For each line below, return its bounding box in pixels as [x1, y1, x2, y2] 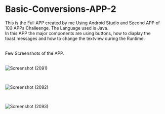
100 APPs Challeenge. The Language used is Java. [5, 25, 109, 31]
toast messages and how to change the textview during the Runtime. [5, 36, 145, 41]
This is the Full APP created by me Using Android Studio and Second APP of [5, 20, 160, 26]
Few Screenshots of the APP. [5, 50, 65, 56]
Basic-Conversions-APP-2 [5, 3, 117, 15]
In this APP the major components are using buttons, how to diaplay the [5, 30, 151, 36]
